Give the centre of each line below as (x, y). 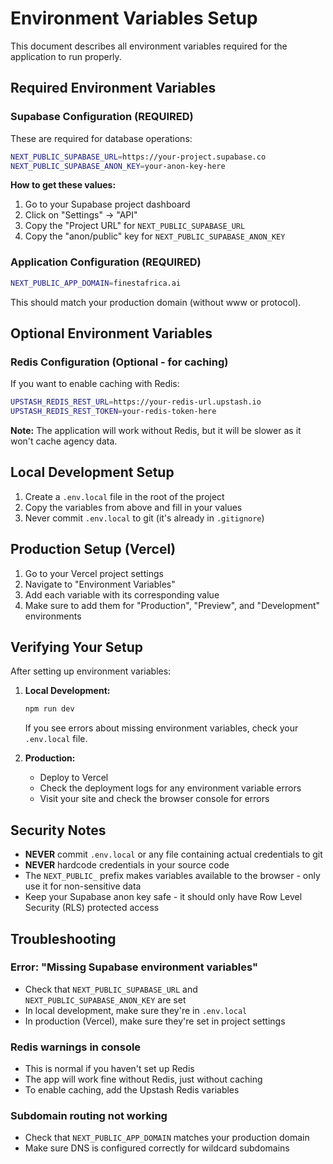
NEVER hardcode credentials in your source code (127, 865)
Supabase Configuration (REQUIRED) (102, 117)
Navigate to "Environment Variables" (100, 584)
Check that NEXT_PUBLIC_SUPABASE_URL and (111, 989)
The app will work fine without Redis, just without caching (143, 1079)
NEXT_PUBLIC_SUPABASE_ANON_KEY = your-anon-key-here (118, 166)
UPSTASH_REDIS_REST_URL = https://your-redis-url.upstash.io (136, 402)
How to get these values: (63, 185)
